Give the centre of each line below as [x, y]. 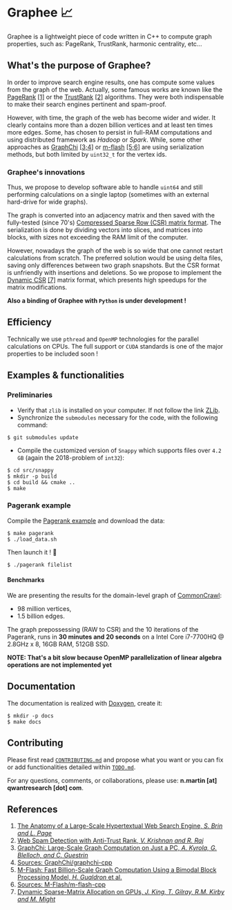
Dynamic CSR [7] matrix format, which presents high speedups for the [107, 280]
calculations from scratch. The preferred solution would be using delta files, [115, 258]
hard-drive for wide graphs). [48, 202]
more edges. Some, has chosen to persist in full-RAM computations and [109, 132]
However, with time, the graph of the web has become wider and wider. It [112, 117]
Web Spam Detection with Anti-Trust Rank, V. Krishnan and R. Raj [110, 841]
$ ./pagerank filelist [40, 565]
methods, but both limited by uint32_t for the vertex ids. [87, 154]
